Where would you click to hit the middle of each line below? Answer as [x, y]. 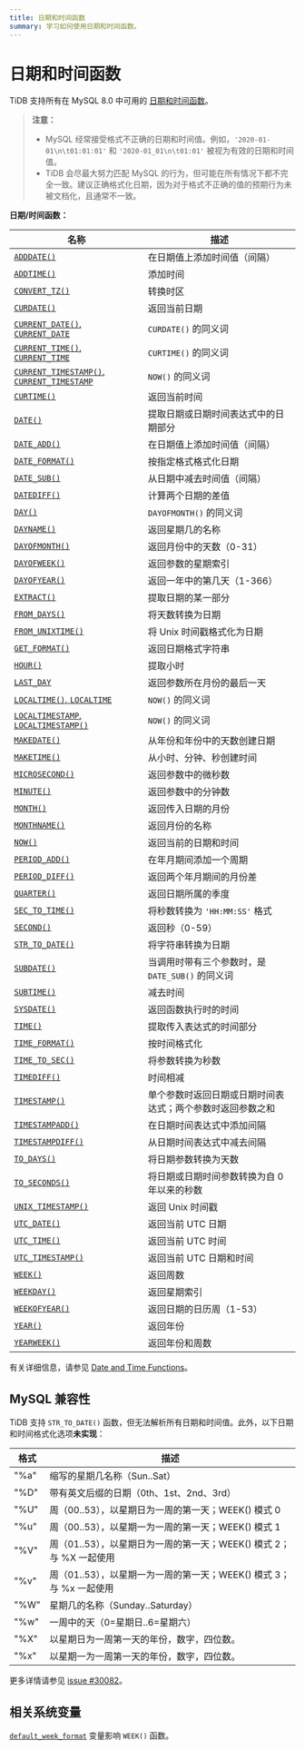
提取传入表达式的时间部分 [203, 1027]
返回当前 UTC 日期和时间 [201, 1258]
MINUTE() [33, 791]
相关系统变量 [45, 1712]
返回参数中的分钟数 [189, 792]
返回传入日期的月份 [189, 809]
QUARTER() [35, 894]
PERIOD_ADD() [42, 860]
